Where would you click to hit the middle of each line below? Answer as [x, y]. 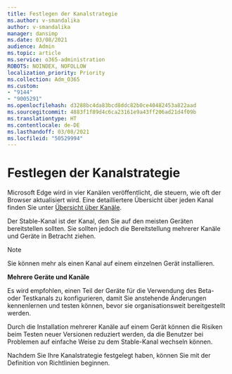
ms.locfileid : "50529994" [45, 138]
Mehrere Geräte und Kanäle [49, 277]
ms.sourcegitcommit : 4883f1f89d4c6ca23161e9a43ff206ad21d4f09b [102, 112]
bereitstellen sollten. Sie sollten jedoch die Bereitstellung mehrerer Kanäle [114, 229]
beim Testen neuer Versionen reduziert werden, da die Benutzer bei [105, 335]
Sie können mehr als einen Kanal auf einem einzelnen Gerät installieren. [111, 263]
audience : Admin [31, 46]
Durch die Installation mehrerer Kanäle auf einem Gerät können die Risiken [115, 327]
